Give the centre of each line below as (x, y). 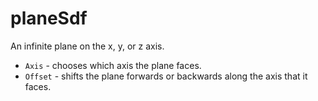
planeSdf (49, 18)
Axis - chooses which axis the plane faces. (113, 65)
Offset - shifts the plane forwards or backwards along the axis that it (166, 76)
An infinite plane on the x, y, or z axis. (87, 46)
